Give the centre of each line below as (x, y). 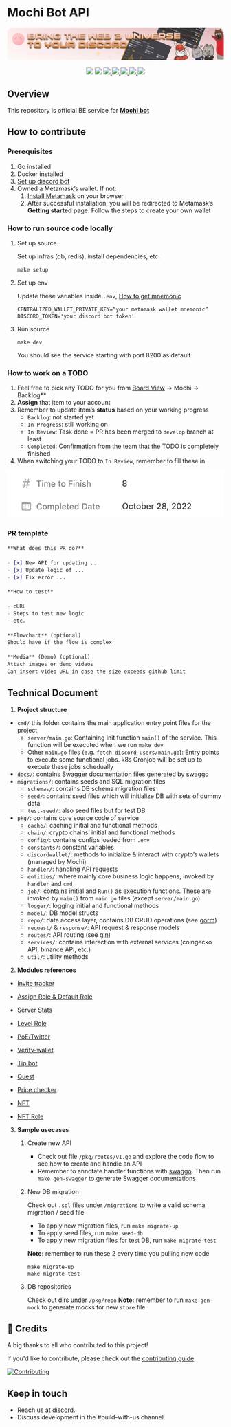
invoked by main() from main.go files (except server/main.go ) (114, 898)
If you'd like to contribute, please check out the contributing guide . (101, 1358)
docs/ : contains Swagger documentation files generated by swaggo (113, 774)
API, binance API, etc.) (59, 949)
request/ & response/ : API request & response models (103, 927)
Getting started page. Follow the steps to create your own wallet (119, 210)
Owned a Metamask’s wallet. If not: (67, 188)
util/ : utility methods (58, 956)
